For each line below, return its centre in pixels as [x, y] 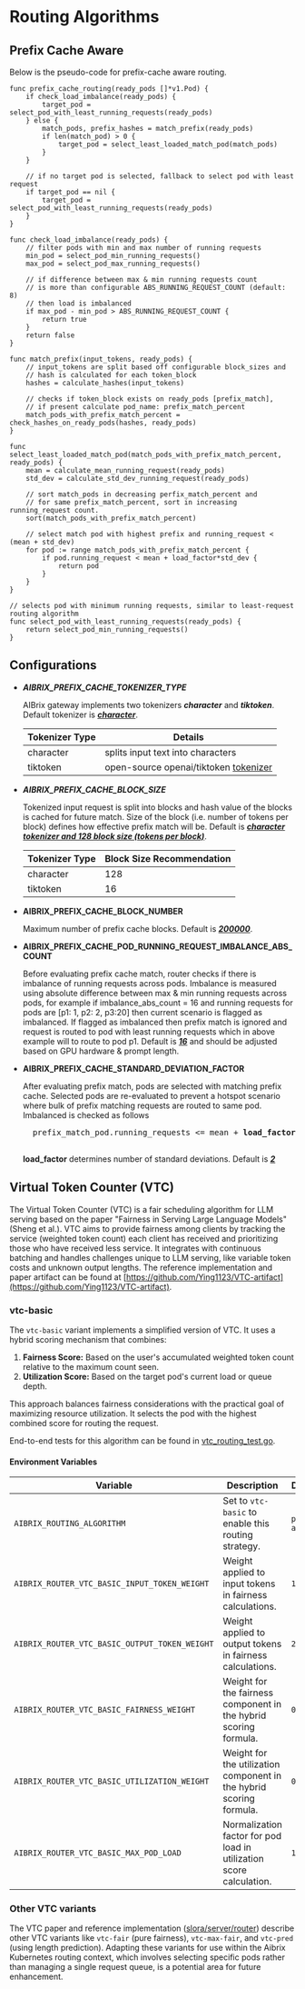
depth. [34, 1386]
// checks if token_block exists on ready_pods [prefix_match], [150, 399]
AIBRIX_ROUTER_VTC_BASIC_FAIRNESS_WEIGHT [105, 1710]
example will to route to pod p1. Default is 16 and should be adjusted [150, 1041]
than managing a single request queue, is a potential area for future [135, 1967]
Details [188, 736]
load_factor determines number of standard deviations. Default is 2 [149, 1159]
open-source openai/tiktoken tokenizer [188, 767]
